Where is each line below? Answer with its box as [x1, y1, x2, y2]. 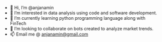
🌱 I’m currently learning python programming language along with [9, 15, 146, 21]
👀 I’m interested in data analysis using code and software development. [9, 10, 157, 16]
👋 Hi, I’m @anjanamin [9, 5, 54, 10]
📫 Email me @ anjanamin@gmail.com [9, 31, 88, 37]
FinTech [9, 20, 26, 26]
